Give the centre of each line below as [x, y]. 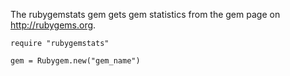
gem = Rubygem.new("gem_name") [75, 61]
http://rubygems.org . [53, 25]
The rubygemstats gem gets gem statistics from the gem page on [145, 14]
